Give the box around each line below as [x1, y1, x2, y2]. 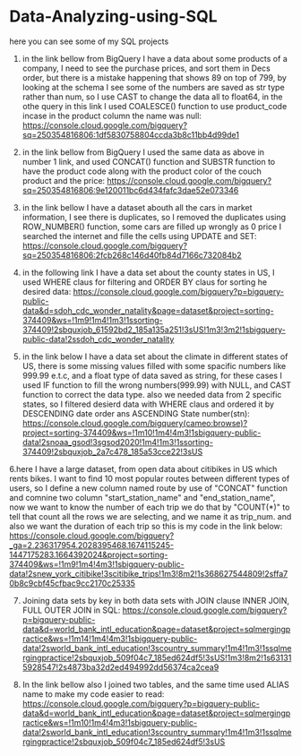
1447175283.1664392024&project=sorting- [9, 549, 168, 560]
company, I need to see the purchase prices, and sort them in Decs [21, 63, 271, 73]
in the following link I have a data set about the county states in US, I [21, 267, 275, 278]
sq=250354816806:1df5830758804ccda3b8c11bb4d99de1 [21, 129, 240, 140]
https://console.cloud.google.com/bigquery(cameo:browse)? [21, 417, 248, 428]
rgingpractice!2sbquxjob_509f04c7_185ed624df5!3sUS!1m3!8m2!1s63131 [21, 652, 292, 663]
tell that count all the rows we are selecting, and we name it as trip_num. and [9, 511, 292, 521]
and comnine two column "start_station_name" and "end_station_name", [9, 492, 276, 503]
